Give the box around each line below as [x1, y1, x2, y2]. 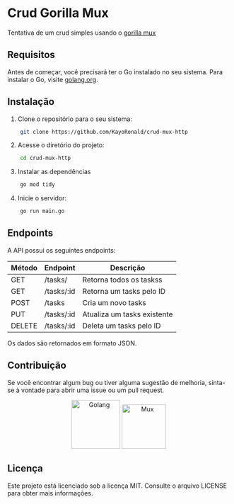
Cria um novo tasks [82, 297, 146, 307]
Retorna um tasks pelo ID [82, 286, 166, 296]
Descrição [110, 263, 146, 273]
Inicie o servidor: [17, 194, 67, 202]
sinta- [208, 378, 226, 386]
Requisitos [7, 49, 55, 61]
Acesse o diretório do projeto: [17, 141, 105, 149]
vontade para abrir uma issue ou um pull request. [21, 386, 165, 394]
